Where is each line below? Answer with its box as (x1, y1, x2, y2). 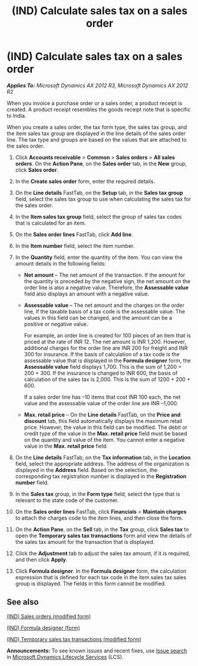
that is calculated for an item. (15, 219, 86, 227)
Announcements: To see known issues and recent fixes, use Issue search (6, 647, 187, 654)
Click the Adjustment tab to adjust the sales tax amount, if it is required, (15, 550, 190, 557)
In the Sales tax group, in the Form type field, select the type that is (15, 490, 180, 497)
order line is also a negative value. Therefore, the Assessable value (24, 284, 189, 291)
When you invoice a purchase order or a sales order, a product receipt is (6, 99, 183, 107)
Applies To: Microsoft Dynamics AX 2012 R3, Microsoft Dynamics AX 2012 (6, 81, 189, 89)
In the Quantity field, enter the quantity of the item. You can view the (15, 254, 183, 261)
